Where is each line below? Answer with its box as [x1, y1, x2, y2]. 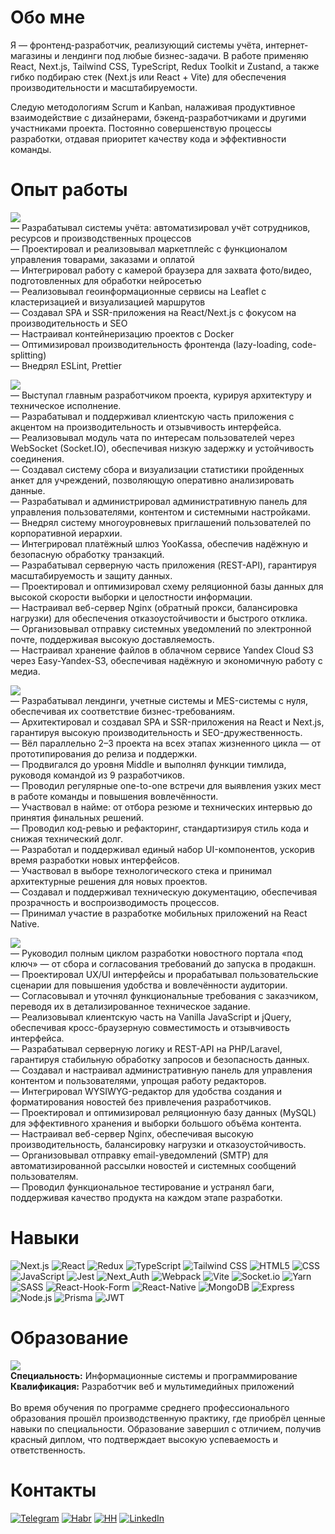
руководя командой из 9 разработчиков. [10, 769, 185, 781]
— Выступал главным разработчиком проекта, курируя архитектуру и [10, 389, 312, 401]
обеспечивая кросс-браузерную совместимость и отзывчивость [10, 1021, 290, 1033]
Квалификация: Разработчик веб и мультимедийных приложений [10, 1380, 295, 1392]
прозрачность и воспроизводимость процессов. [10, 896, 220, 908]
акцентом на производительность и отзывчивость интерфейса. [10, 421, 282, 433]
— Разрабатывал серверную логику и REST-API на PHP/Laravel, [10, 1042, 283, 1055]
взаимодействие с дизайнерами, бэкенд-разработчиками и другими [10, 111, 307, 123]
